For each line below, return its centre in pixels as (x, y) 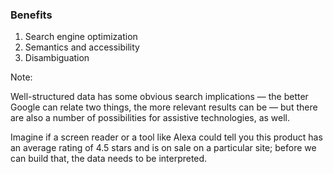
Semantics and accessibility (82, 47)
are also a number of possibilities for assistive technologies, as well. (150, 118)
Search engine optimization (81, 37)
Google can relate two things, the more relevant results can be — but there (164, 107)
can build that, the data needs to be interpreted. (109, 159)
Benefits (31, 15)
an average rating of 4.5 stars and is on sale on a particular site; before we (163, 148)
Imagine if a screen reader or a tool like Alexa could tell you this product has (166, 137)
